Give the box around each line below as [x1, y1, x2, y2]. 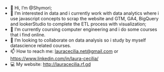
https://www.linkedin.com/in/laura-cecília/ [10, 56, 99, 61]
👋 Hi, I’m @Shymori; [10, 5, 52, 11]
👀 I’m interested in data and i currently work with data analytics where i [10, 10, 159, 16]
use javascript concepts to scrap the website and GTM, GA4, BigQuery [10, 16, 159, 21]
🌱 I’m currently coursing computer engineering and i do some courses [10, 26, 157, 32]
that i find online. [10, 32, 46, 38]
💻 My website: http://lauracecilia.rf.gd [10, 61, 91, 67]
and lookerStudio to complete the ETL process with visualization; [10, 21, 147, 27]
